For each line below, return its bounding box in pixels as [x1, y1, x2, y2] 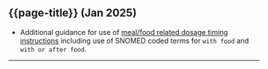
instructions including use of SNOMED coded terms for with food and [19, 36, 250, 45]
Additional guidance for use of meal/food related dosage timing [19, 27, 229, 36]
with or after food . [19, 44, 87, 54]
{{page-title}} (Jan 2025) [8, 6, 137, 20]
